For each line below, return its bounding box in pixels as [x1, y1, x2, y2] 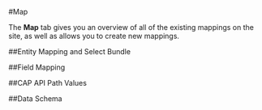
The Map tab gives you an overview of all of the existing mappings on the [8, 23, 254, 32]
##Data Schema [8, 94, 62, 104]
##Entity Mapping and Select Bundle [8, 47, 131, 56]
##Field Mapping [8, 62, 66, 72]
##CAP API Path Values [8, 78, 88, 87]
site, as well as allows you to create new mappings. [8, 32, 180, 40]
